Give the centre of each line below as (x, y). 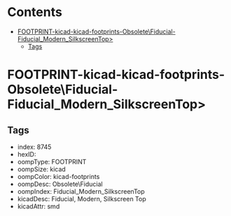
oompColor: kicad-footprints (58, 176)
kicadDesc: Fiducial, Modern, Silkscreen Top (82, 199)
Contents (35, 12)
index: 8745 (34, 147)
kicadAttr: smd (38, 206)
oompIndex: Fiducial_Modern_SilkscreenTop (81, 191)
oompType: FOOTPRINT (52, 161)
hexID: (27, 154)
